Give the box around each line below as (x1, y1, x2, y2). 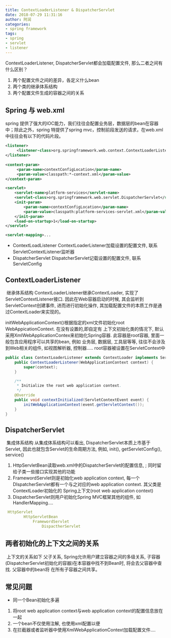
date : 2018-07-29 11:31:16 (5, 12, 63, 17)
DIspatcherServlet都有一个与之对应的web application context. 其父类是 (12, 481, 162, 488)
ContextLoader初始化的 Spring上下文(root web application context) (12, 488, 154, 494)
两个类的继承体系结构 (12, 83, 58, 89)
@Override (14, 392, 36, 398)
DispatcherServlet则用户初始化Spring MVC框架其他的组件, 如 (12, 494, 141, 500)
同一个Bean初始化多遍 (12, 597, 60, 603)
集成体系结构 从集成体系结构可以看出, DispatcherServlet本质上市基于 (6, 440, 151, 446)
